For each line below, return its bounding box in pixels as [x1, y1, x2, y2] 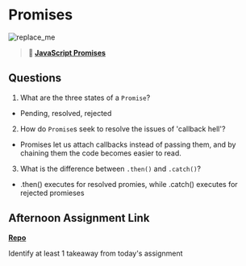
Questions [8, 71, 62, 85]
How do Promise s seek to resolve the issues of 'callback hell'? [19, 123, 226, 134]
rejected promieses [19, 188, 85, 197]
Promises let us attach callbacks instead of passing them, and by [19, 139, 236, 149]
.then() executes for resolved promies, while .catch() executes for [19, 179, 238, 189]
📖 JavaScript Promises [27, 48, 106, 57]
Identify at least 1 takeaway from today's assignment [8, 248, 183, 258]
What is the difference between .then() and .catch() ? [19, 164, 202, 173]
